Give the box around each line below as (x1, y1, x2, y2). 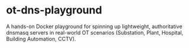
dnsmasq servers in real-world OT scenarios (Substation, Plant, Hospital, (6, 29, 184, 36)
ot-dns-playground (6, 4, 102, 17)
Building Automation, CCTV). (6, 35, 76, 42)
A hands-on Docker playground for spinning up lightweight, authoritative (6, 23, 183, 30)
